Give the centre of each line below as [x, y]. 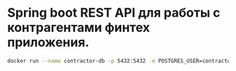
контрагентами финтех [79, 27]
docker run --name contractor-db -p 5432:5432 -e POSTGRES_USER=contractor [120, 61]
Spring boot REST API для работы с [114, 13]
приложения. [48, 42]
